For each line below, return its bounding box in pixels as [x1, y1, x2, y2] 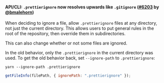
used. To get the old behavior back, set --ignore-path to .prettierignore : [5, 55, 155, 61]
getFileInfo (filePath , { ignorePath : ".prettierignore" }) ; [5, 73, 131, 79]
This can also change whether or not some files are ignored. [5, 40, 128, 46]
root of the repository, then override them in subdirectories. [5, 31, 126, 37]
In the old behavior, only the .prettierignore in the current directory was [5, 50, 154, 56]
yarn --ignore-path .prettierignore [5, 65, 80, 70]
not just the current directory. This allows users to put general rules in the [5, 25, 154, 32]
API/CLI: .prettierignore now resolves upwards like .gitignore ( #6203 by [5, 4, 159, 10]
